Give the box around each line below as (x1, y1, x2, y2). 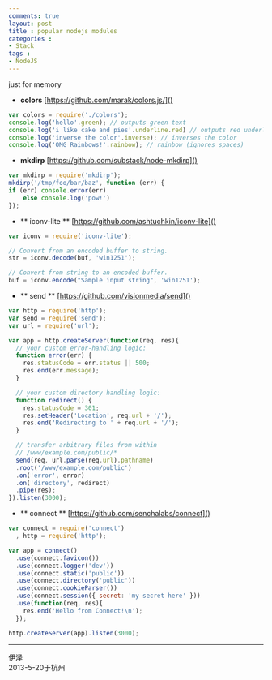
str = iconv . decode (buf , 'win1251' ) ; (8, 254, 136, 262)
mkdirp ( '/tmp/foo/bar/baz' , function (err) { (8, 179, 164, 187)
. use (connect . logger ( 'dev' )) (15, 562, 114, 570)
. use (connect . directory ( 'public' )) (15, 577, 136, 585)
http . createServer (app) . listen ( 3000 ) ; (8, 629, 139, 637)
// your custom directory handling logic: (15, 389, 161, 397)
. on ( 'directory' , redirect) (15, 479, 111, 487)
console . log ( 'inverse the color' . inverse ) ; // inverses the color (8, 133, 237, 142)
